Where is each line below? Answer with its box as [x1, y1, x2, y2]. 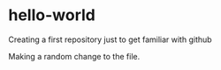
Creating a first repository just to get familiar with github [8, 34, 213, 45]
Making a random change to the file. [8, 51, 141, 61]
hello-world [8, 5, 96, 25]
